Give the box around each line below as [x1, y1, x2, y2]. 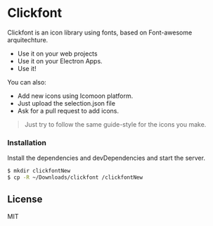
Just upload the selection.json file [17, 99, 116, 107]
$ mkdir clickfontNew [7, 168, 71, 175]
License [7, 194, 43, 206]
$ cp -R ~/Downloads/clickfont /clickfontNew [7, 174, 143, 181]
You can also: [7, 77, 47, 86]
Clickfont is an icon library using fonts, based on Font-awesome [7, 28, 193, 37]
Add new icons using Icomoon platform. [17, 92, 134, 100]
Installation [7, 137, 47, 147]
